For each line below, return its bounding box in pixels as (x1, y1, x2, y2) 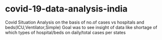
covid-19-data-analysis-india (5, 3, 128, 14)
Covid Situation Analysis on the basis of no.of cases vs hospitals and (5, 19, 145, 25)
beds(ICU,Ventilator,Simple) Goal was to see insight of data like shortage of (5, 24, 158, 30)
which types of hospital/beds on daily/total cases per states (5, 29, 126, 35)
